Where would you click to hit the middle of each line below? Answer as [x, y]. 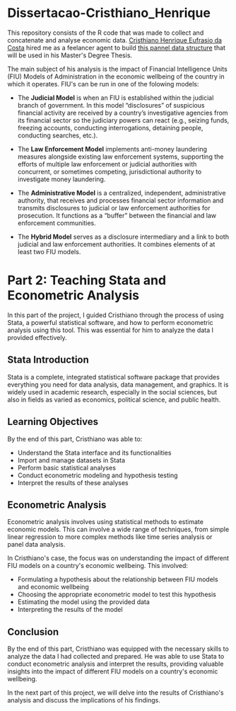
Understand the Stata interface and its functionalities [94, 453]
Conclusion [33, 632]
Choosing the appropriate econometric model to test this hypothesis [117, 595]
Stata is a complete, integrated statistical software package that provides [114, 377]
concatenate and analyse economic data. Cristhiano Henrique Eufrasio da [115, 40]
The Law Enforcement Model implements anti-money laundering [112, 149]
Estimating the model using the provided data [84, 602]
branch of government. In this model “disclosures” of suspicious [111, 105]
